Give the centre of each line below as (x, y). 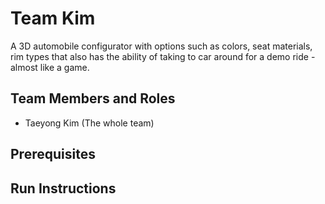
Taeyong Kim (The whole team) (89, 123)
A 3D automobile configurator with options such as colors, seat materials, (161, 46)
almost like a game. (50, 67)
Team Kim (53, 18)
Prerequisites (53, 154)
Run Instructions (63, 188)
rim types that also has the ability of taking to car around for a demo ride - (163, 56)
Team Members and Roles (93, 98)
